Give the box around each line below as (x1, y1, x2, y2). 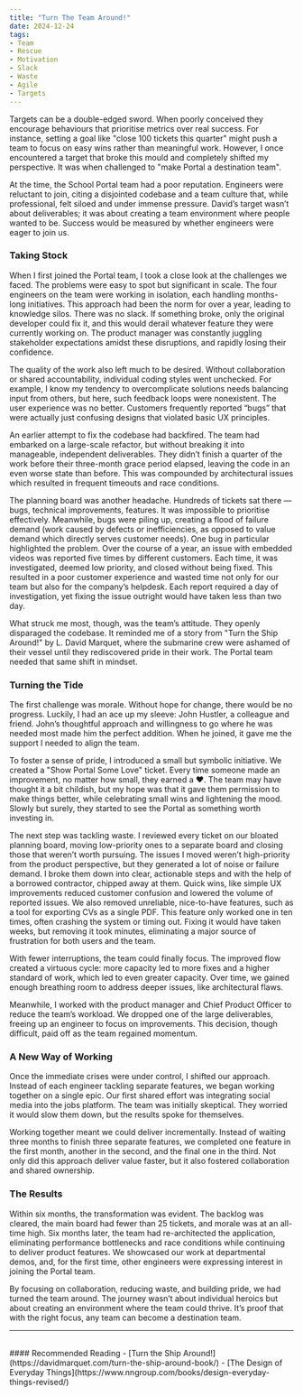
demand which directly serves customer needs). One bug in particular (9, 533, 270, 544)
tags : (9, 30, 30, 39)
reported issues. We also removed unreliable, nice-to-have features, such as (9, 897, 294, 908)
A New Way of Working (9, 1050, 113, 1063)
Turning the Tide (9, 679, 84, 691)
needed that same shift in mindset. (9, 656, 138, 667)
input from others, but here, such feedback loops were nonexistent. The (9, 393, 277, 403)
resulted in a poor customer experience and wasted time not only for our (9, 571, 280, 582)
